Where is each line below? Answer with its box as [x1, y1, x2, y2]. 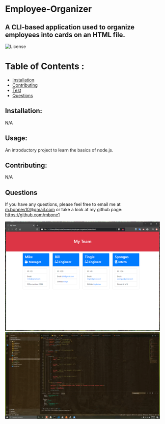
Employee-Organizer [5, 3, 92, 15]
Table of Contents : [5, 61, 84, 72]
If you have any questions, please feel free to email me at [5, 201, 121, 207]
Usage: [5, 134, 28, 143]
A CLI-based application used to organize [5, 23, 135, 31]
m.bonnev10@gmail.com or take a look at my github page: [5, 207, 123, 213]
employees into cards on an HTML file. [5, 30, 125, 39]
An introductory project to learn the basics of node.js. [5, 147, 114, 153]
